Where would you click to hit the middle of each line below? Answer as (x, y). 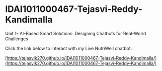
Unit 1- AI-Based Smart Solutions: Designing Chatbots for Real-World (76, 33)
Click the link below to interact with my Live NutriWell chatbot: (69, 48)
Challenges (17, 39)
